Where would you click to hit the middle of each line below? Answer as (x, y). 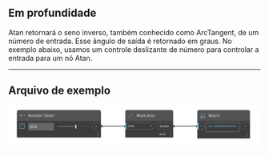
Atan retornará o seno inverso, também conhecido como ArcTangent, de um (134, 32)
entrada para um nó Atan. (50, 58)
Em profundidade (52, 13)
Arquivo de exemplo (59, 91)
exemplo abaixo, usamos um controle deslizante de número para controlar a (134, 49)
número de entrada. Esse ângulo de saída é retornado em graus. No (120, 41)
